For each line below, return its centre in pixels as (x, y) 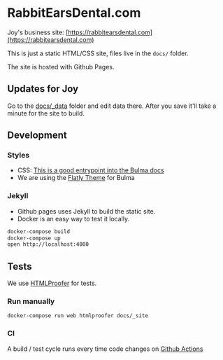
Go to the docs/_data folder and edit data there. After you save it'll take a (112, 106)
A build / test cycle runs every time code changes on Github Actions (105, 349)
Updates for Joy (43, 89)
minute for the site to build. (46, 113)
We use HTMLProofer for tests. (52, 283)
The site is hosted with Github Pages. (61, 67)
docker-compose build (39, 231)
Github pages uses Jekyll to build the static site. (86, 211)
